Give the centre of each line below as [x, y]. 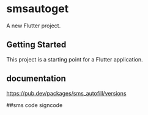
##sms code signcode [35, 105]
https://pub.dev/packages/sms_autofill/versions [66, 93]
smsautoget [38, 9]
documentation [36, 79]
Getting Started [36, 45]
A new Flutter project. [34, 26]
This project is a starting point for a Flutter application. [75, 59]
